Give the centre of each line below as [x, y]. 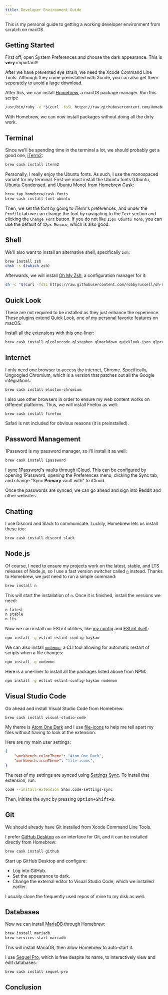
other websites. [21, 496]
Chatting [19, 512]
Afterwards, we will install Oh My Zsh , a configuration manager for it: [76, 275]
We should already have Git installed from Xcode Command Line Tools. [78, 827]
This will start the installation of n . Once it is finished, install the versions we [83, 595]
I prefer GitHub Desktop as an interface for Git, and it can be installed [76, 836]
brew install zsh [23, 261]
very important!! [22, 63]
